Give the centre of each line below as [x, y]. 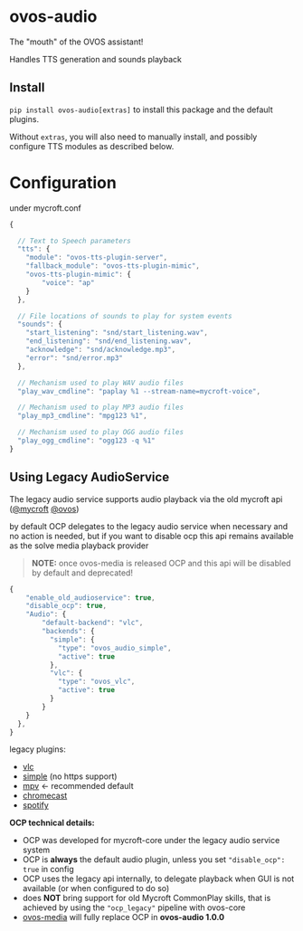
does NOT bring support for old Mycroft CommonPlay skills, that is [147, 898]
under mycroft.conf [45, 208]
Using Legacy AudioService [90, 477]
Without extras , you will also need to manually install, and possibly [133, 137]
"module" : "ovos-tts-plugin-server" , [97, 258]
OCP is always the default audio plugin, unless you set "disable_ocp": [154, 860]
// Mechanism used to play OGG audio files [100, 432]
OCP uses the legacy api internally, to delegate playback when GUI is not [158, 879]
